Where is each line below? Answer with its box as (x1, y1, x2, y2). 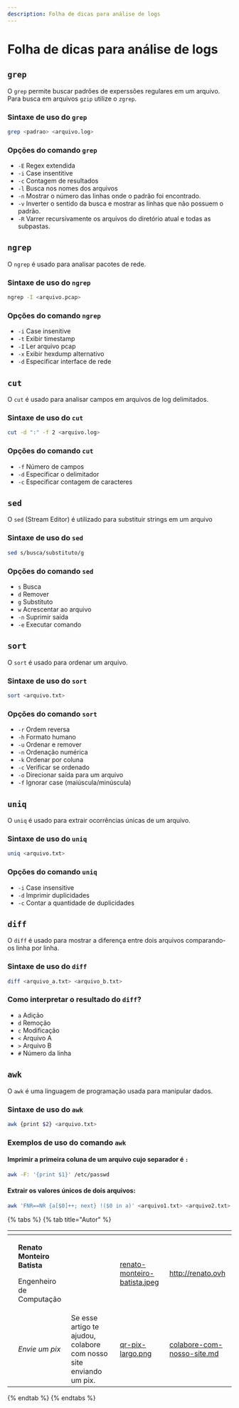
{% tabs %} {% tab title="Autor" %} (7, 1215, 112, 1224)
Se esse (70, 1312, 98, 1322)
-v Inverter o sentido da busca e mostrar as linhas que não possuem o (17, 199, 224, 208)
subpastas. (17, 222, 51, 231)
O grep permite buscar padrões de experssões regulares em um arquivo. (7, 86, 221, 95)
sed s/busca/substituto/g (7, 549, 84, 557)
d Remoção (17, 1018, 51, 1027)
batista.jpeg (119, 1277, 159, 1287)
